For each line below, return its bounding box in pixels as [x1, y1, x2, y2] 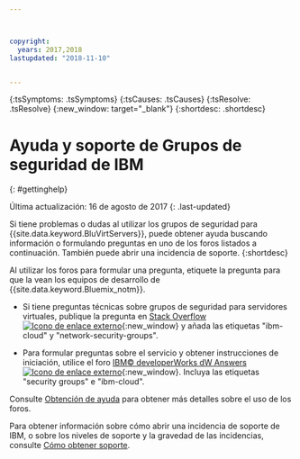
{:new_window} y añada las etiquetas [121, 320, 260, 331]
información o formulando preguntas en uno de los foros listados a [9, 238, 257, 248]
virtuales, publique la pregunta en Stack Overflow [22, 311, 207, 322]
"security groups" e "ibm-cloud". [22, 376, 145, 387]
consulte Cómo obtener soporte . [9, 440, 131, 451]
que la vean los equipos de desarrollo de [9, 274, 160, 285]
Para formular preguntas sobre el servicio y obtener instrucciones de [22, 347, 279, 358]
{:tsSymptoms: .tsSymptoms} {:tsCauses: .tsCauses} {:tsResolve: [9, 94, 250, 104]
